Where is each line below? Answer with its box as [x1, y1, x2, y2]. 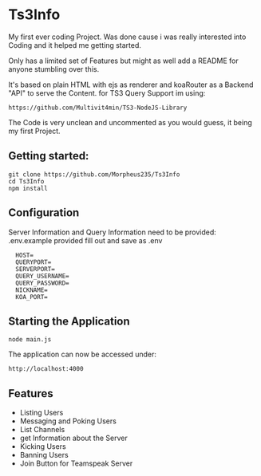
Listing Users [19, 408, 64, 418]
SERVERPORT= [15, 265, 56, 273]
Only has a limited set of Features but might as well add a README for [8, 56, 239, 65]
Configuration [8, 206, 80, 220]
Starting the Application [8, 314, 130, 328]
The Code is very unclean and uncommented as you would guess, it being [8, 117, 253, 127]
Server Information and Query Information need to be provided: [8, 227, 217, 237]
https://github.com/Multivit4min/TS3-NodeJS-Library [8, 104, 188, 112]
